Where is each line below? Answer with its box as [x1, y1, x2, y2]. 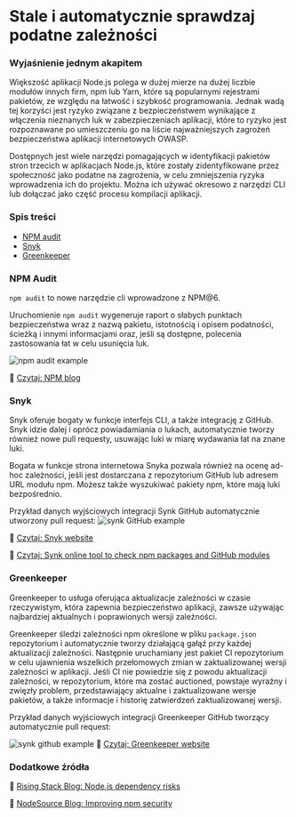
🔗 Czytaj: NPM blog [9, 372, 82, 383]
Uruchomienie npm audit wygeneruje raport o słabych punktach [9, 309, 243, 321]
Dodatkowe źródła [9, 760, 90, 773]
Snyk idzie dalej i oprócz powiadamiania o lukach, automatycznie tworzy [9, 424, 276, 435]
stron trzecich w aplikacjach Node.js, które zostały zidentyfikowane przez [9, 160, 280, 171]
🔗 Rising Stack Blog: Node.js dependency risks [9, 781, 180, 791]
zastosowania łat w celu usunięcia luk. [9, 338, 149, 348]
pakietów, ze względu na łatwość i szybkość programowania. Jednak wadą [9, 96, 284, 107]
